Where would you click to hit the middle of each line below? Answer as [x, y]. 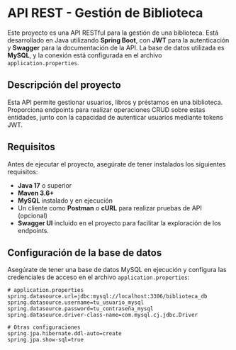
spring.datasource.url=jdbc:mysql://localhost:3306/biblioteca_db [107, 297]
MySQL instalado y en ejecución [65, 201]
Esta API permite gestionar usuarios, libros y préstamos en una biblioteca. [115, 102]
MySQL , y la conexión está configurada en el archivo [85, 55]
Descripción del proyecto [64, 85]
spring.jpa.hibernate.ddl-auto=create [64, 334]
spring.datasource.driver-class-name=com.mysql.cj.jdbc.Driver [103, 315]
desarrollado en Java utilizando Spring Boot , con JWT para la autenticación [118, 40]
